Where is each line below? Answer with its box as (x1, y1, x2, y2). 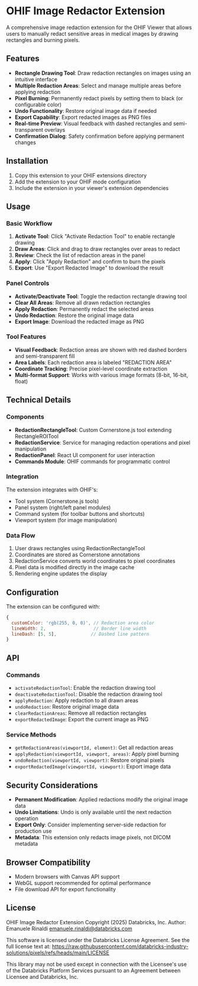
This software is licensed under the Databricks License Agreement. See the (6, 936, 190, 943)
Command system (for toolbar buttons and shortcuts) (14, 510, 145, 517)
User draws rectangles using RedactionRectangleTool (14, 545, 145, 552)
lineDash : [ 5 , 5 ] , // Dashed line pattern (11, 631, 150, 637)
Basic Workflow (6, 219, 53, 227)
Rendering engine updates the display (14, 570, 108, 577)
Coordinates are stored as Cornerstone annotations (14, 551, 140, 559)
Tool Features (6, 332, 46, 341)
